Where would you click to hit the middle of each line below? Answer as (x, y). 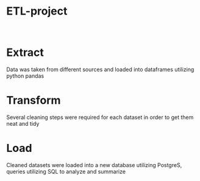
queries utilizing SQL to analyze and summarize (66, 171)
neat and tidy (23, 123)
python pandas (25, 76)
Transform (34, 101)
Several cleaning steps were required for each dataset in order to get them (100, 117)
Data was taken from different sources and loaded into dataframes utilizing (100, 69)
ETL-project (37, 11)
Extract (25, 53)
